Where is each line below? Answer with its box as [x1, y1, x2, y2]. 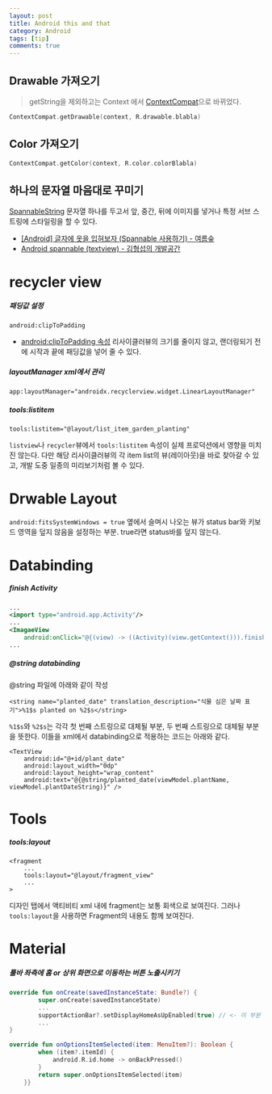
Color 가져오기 [9, 137, 79, 151]
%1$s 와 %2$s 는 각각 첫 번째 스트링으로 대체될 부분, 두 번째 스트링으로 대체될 [9, 721, 245, 731]
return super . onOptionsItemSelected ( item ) [38, 1071, 183, 1079]
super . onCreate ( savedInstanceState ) [38, 995, 161, 1004]
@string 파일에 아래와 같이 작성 [9, 680, 108, 689]
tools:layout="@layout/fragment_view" [23, 871, 154, 879]
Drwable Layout [9, 490, 118, 507]
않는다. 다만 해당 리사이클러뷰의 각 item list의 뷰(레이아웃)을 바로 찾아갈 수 [17, 450, 251, 461]
